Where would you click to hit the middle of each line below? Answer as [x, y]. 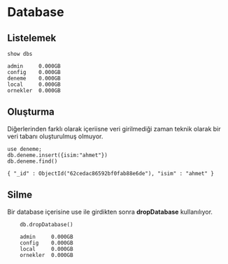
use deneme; [24, 149]
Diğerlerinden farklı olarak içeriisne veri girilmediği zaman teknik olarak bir [114, 129]
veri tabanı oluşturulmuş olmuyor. [55, 136]
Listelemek [32, 38]
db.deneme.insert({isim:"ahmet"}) [58, 155]
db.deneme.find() [33, 161]
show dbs [20, 54]
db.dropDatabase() [47, 224]
